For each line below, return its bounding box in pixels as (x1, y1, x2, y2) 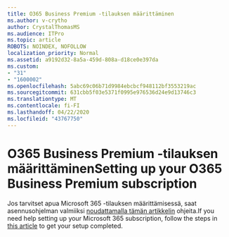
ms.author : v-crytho (7, 17, 68, 24)
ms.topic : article (7, 37, 61, 44)
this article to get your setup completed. (7, 221, 123, 230)
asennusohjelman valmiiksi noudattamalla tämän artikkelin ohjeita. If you (7, 206, 214, 215)
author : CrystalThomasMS (7, 23, 80, 30)
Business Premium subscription (7, 176, 197, 191)
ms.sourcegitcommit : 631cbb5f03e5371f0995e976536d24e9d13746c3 (7, 89, 197, 96)
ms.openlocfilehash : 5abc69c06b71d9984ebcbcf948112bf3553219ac (7, 83, 197, 90)
